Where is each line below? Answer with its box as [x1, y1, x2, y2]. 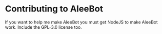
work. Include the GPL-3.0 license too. [5, 24, 82, 30]
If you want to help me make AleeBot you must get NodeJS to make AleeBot [5, 19, 158, 25]
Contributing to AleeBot [5, 3, 103, 14]
